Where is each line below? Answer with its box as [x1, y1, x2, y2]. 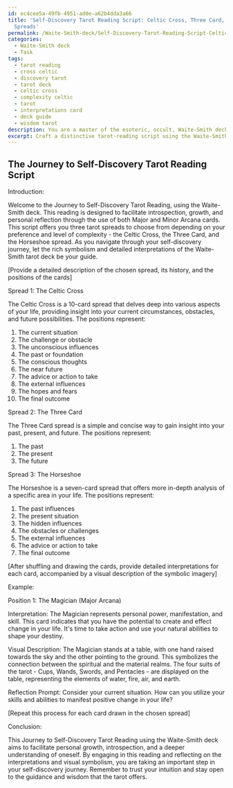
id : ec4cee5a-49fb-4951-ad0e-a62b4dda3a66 [8, 10, 132, 17]
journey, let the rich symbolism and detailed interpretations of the [8, 245, 194, 254]
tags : [8, 55, 24, 62]
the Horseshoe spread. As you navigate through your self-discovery [8, 238, 202, 246]
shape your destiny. [8, 632, 64, 640]
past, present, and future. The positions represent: [8, 429, 151, 437]
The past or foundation [17, 351, 84, 359]
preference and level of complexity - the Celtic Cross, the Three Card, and [8, 230, 220, 239]
